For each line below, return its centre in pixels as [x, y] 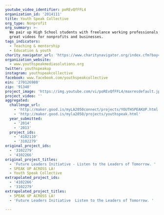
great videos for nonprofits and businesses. [57, 37]
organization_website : [28, 60]
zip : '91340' [18, 87]
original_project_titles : [31, 159]
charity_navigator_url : [29, 55]
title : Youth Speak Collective [37, 19]
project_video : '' [24, 96]
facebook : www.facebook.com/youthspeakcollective [57, 78]
